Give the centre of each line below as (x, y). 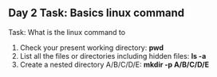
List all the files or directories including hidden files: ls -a (113, 56)
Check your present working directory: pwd (92, 48)
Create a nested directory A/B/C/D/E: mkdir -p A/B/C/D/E (114, 64)
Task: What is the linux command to (67, 32)
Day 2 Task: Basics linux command (97, 13)
